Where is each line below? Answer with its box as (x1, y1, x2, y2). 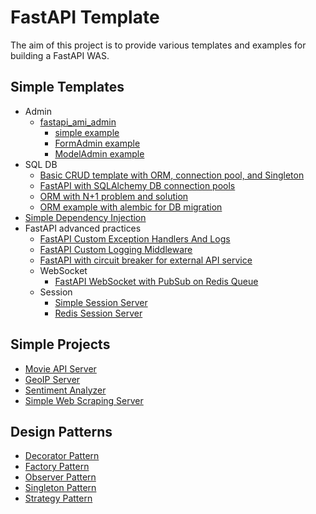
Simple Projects (10, 336, 111, 353)
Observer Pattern (24, 471, 97, 483)
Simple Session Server (54, 296, 148, 308)
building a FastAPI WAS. (10, 49, 110, 61)
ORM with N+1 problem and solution (39, 190, 189, 202)
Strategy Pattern (24, 492, 93, 505)
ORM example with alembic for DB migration (39, 201, 223, 213)
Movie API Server (24, 362, 97, 375)
